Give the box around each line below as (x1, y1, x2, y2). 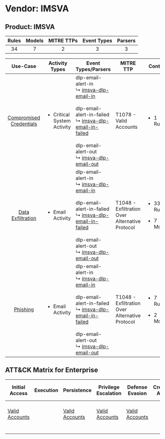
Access (9, 390, 28, 397)
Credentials (10, 120, 37, 127)
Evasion (127, 390, 147, 397)
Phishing (14, 306, 34, 313)
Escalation (96, 390, 122, 397)
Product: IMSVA (5, 23, 55, 31)
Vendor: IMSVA (5, 3, 69, 14)
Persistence (63, 387, 92, 394)
